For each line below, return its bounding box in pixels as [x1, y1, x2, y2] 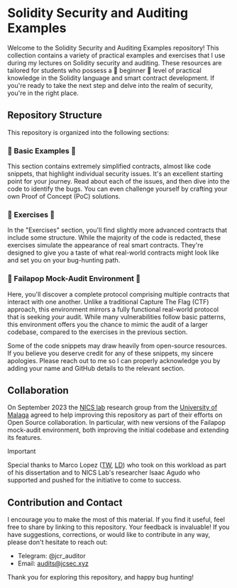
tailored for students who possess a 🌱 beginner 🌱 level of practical [7, 66, 202, 74]
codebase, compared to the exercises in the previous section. [7, 328, 188, 336]
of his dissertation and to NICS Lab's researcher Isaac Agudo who [7, 468, 201, 477]
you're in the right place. [7, 89, 79, 97]
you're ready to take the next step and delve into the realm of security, [7, 81, 214, 89]
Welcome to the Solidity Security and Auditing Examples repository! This [7, 43, 219, 52]
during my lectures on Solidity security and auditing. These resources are [7, 58, 222, 67]
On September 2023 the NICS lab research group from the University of [7, 403, 218, 412]
